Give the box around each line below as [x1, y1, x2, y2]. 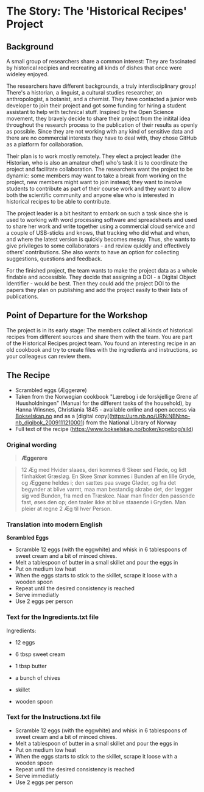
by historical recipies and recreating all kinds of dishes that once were [6, 64, 182, 71]
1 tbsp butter [15, 662, 47, 669]
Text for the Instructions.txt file [6, 713, 101, 721]
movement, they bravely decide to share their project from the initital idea [6, 115, 191, 122]
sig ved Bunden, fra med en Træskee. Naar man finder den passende [21, 492, 195, 499]
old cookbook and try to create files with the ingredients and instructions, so [6, 346, 198, 353]
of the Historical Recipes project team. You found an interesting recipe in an [6, 340, 196, 347]
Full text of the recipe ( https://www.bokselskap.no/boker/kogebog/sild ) [15, 425, 194, 432]
